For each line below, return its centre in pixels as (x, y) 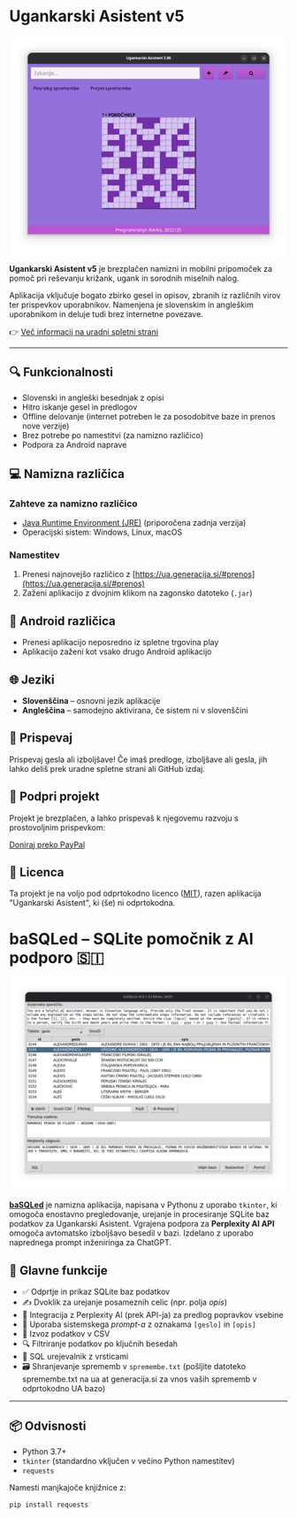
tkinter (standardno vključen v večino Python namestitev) (129, 1460)
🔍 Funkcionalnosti (61, 372)
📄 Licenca (37, 872)
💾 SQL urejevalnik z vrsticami (75, 1357)
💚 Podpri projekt (54, 797)
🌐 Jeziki (32, 679)
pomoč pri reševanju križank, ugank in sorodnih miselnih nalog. (124, 278)
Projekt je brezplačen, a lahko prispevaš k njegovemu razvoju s (124, 818)
